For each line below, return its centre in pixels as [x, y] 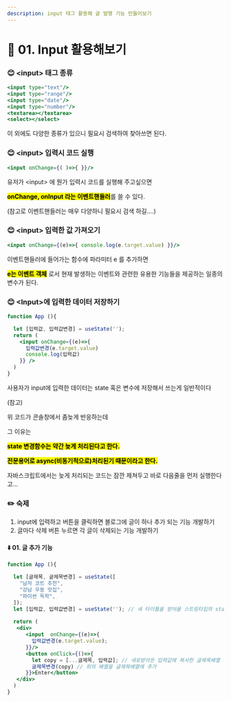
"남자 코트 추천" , [42, 584]
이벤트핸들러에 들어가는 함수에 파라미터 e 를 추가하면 [78, 259]
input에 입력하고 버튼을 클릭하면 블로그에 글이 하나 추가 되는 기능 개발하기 [116, 522]
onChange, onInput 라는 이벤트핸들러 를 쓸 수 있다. [76, 196]
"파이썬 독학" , [37, 596]
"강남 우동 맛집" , [42, 590]
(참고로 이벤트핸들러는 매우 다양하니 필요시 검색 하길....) [82, 211]
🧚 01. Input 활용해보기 [67, 50]
